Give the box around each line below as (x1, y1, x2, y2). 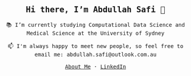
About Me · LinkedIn (64, 63, 127, 70)
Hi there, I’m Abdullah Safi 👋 (26, 5, 165, 15)
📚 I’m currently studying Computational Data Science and (6, 21, 185, 28)
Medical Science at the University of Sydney (26, 30, 165, 36)
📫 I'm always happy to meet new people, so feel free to (7, 43, 184, 49)
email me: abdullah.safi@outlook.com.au (34, 51, 157, 58)
